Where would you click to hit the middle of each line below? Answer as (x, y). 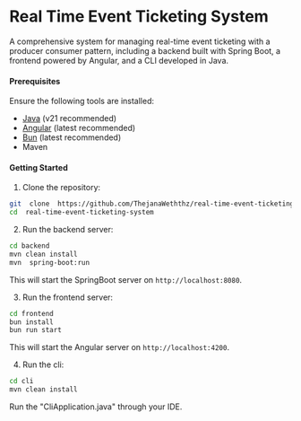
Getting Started (39, 167)
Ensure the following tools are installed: (82, 101)
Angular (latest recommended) (79, 128)
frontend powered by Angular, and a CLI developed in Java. (119, 60)
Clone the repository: (61, 188)
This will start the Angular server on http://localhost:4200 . (120, 347)
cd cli (21, 382)
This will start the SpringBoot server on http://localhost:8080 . (126, 279)
